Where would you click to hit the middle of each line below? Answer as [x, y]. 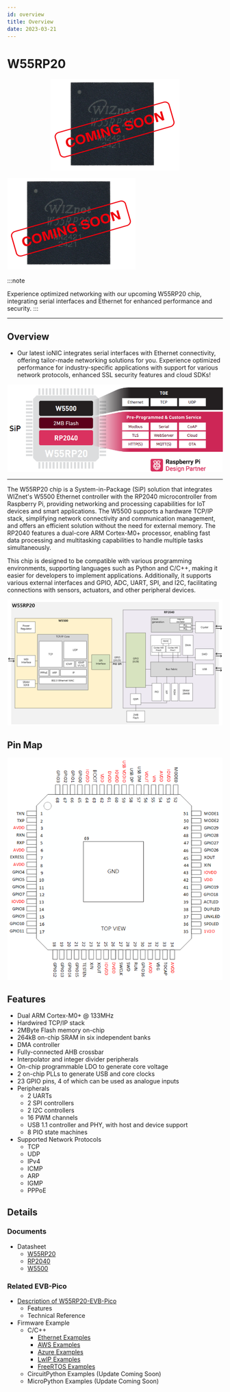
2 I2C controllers [51, 1110]
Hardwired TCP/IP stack [51, 1023]
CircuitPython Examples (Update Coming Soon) [94, 1374]
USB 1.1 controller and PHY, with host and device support [107, 1125]
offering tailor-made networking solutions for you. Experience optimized [119, 361]
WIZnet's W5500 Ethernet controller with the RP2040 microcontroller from [112, 496]
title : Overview [30, 22]
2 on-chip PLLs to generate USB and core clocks [86, 1074]
